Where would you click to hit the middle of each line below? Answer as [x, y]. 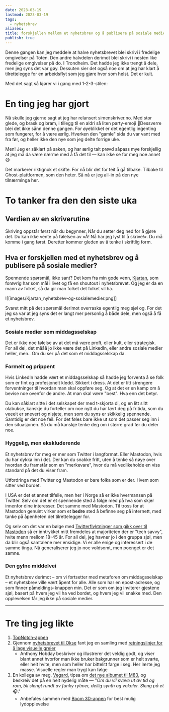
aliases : [14, 29]
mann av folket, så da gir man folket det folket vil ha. [59, 288]
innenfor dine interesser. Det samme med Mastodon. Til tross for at [75, 506]
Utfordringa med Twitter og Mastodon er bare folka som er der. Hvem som [82, 480]
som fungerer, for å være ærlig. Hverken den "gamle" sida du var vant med [83, 134]
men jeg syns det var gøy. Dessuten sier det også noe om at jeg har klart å [82, 68]
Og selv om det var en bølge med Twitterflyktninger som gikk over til [76, 526]
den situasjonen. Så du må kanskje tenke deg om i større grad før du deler [82, 425]
